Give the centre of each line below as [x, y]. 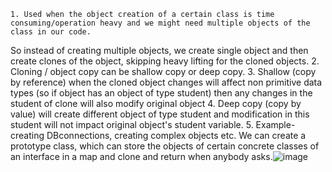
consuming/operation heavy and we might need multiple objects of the [160, 23]
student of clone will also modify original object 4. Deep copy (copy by [156, 103]
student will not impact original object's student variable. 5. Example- [153, 124]
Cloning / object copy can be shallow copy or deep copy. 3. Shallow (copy [163, 71]
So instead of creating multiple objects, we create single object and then [159, 50]
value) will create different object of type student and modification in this [160, 114]
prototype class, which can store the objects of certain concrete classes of [165, 146]
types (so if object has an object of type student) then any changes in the [161, 93]
